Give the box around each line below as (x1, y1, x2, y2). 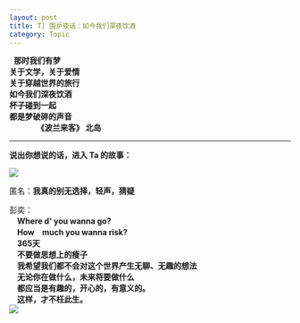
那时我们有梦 (12, 55, 61, 66)
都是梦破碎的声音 (9, 111, 72, 122)
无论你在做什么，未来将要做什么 (16, 272, 135, 283)
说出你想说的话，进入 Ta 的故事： (9, 149, 132, 161)
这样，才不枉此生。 (16, 294, 87, 305)
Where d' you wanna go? (17, 216, 112, 226)
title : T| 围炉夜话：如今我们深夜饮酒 (9, 21, 137, 30)
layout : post (9, 13, 58, 22)
